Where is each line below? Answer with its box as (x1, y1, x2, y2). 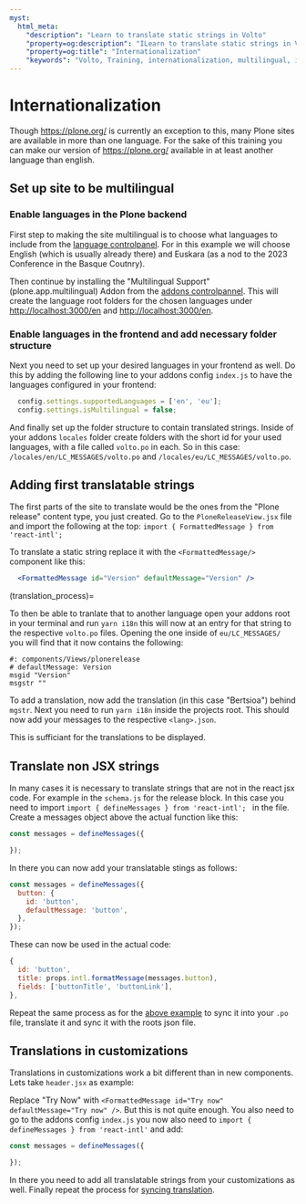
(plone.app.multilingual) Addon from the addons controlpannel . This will (9, 285, 279, 297)
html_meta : (17, 22, 59, 31)
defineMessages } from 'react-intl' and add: (9, 1124, 184, 1135)
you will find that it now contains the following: (9, 637, 184, 648)
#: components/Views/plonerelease (9, 654, 141, 665)
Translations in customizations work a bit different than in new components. (9, 1067, 294, 1078)
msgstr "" (9, 679, 47, 688)
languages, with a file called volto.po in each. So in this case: (9, 441, 240, 452)
